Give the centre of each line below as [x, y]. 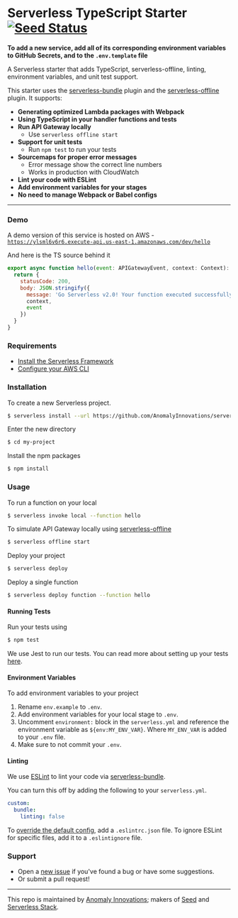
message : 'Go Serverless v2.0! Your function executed [109, 295]
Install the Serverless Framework [66, 361]
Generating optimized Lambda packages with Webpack [101, 111]
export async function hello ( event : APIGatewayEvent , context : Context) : [119, 268]
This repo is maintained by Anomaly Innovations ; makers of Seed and [108, 900]
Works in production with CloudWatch [84, 172]
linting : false [42, 817]
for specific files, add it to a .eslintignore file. [75, 838]
